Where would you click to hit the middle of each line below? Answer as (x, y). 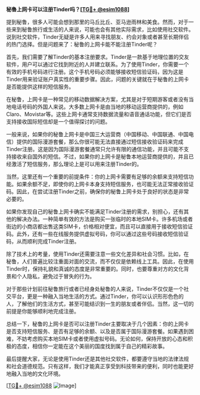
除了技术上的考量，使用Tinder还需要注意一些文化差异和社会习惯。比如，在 (98, 254)
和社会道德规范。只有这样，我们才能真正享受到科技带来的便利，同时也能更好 (100, 366)
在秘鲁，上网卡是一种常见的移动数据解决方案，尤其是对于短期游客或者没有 (97, 99)
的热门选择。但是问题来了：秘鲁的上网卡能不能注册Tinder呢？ (82, 44)
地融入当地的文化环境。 (35, 374)
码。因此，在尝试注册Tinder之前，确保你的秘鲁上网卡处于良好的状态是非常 (98, 192)
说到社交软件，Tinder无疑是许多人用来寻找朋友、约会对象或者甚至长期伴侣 (98, 37)
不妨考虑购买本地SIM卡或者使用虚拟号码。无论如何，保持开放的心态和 (102, 339)
